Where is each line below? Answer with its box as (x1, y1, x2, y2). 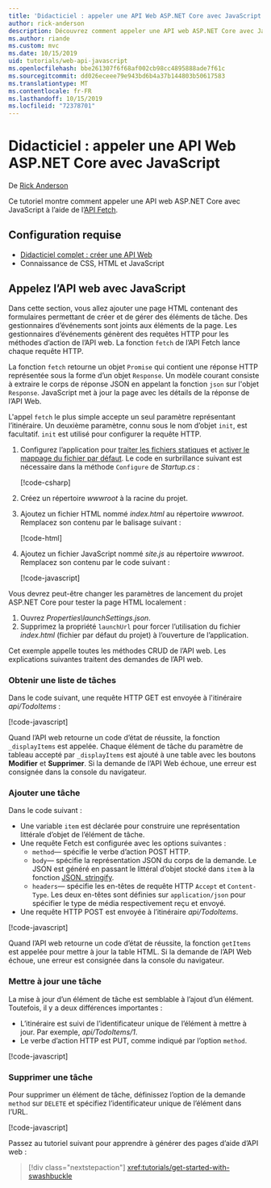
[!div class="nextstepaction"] (27, 1162, 126, 1172)
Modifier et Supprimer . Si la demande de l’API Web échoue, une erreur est (8, 758, 256, 768)
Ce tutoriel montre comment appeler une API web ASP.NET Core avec (8, 196, 240, 206)
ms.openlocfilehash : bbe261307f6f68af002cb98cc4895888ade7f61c (8, 65, 226, 73)
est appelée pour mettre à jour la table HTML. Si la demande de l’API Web (8, 947, 252, 957)
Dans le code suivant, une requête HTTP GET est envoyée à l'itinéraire (8, 693, 243, 702)
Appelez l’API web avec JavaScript (8, 282, 186, 296)
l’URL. (8, 1106, 28, 1116)
